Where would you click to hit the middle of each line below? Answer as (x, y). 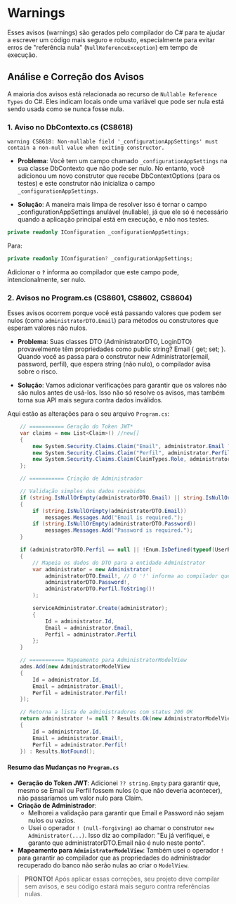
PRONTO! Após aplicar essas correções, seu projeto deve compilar (122, 879)
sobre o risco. (38, 371)
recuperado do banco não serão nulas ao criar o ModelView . (103, 865)
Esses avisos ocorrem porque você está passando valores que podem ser (114, 313)
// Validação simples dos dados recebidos (83, 491)
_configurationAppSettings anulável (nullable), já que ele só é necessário (123, 212)
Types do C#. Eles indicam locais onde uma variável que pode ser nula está (116, 101)
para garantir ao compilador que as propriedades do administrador (114, 858)
